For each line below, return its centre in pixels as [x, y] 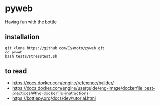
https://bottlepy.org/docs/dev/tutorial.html [54, 98]
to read [16, 71]
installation [22, 37]
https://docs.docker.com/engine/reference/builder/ [63, 83]
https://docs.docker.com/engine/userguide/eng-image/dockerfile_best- [83, 88]
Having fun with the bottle [31, 22]
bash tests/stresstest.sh [31, 56]
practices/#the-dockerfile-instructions [50, 93]
